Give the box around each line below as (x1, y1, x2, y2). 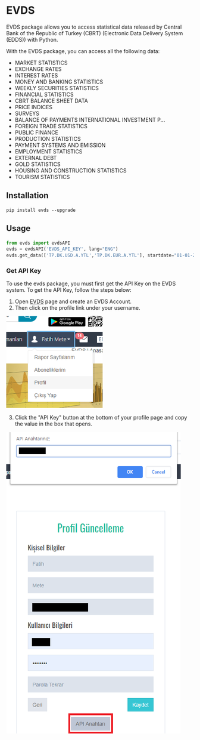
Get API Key (6, 267, 42, 275)
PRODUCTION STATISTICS (14, 135, 82, 142)
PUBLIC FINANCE (14, 129, 58, 136)
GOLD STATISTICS (14, 161, 61, 168)
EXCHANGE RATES (14, 65, 62, 72)
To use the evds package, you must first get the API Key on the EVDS (6, 280, 176, 287)
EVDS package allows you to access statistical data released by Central (6, 23, 182, 30)
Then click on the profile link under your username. (14, 304, 141, 312)
